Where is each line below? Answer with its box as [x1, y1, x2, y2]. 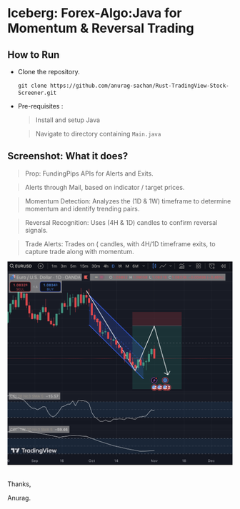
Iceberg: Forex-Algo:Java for [7, 5, 182, 21]
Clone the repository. [17, 68, 80, 76]
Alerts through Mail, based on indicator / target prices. [24, 183, 185, 191]
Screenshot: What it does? [7, 150, 129, 162]
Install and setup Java [35, 116, 101, 124]
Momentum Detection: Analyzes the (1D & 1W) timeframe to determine [24, 196, 231, 205]
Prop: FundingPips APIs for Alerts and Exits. [24, 169, 154, 178]
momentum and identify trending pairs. [24, 204, 140, 213]
